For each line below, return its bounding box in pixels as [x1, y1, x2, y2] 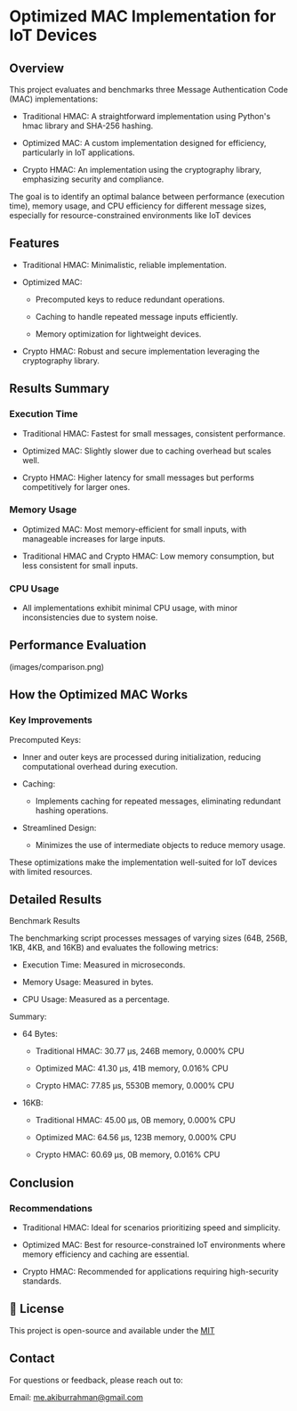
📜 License [9, 1301, 65, 1317]
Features [9, 236, 60, 251]
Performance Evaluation [9, 638, 147, 653]
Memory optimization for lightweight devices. [35, 328, 202, 339]
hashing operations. [35, 804, 108, 816]
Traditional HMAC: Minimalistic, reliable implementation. [21, 259, 227, 270]
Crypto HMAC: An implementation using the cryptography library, [21, 165, 262, 175]
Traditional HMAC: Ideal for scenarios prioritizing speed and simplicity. [21, 1222, 281, 1233]
